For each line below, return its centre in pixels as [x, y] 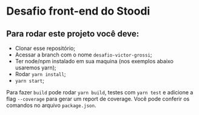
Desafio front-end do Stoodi [78, 11]
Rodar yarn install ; [40, 74]
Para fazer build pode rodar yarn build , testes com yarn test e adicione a [100, 92]
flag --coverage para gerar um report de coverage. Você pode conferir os [98, 99]
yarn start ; [29, 81]
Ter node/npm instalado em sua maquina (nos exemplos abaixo [94, 61]
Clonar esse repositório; [45, 48]
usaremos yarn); [35, 68]
